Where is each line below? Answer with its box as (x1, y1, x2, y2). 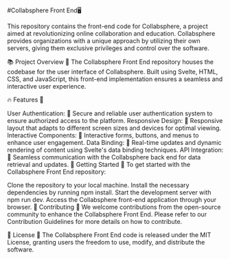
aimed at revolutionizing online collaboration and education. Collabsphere (7, 30, 216, 37)
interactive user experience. (7, 82, 87, 90)
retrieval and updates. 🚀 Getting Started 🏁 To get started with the (7, 161, 191, 168)
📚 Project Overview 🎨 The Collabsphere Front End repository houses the (7, 58, 214, 66)
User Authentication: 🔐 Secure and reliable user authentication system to (7, 109, 213, 117)
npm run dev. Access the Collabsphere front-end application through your (7, 196, 217, 203)
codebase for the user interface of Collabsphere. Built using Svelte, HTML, (7, 68, 218, 76)
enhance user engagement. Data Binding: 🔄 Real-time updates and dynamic (7, 139, 222, 146)
